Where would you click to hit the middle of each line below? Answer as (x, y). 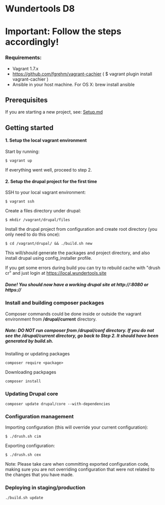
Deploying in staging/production (45, 488)
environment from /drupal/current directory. (51, 319)
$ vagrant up (19, 161)
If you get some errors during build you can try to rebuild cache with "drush (83, 268)
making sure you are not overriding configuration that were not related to (80, 470)
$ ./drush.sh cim (23, 437)
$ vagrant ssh (20, 202)
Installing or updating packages (37, 353)
